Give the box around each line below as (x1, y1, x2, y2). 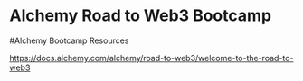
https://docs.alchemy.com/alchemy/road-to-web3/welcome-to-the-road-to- (9, 52, 294, 63)
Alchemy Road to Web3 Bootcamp (9, 5, 272, 26)
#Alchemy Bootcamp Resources (9, 35, 129, 46)
